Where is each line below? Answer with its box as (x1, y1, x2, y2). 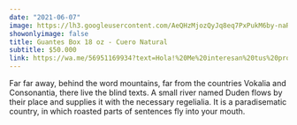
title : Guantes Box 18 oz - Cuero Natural (9, 37, 168, 47)
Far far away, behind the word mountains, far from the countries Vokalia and (9, 78, 287, 88)
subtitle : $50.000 (9, 46, 77, 55)
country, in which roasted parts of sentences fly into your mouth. (9, 107, 246, 116)
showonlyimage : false (9, 29, 89, 38)
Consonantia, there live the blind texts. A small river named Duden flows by (9, 87, 283, 98)
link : (9, 54, 29, 62)
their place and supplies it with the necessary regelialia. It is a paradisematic (9, 97, 287, 107)
